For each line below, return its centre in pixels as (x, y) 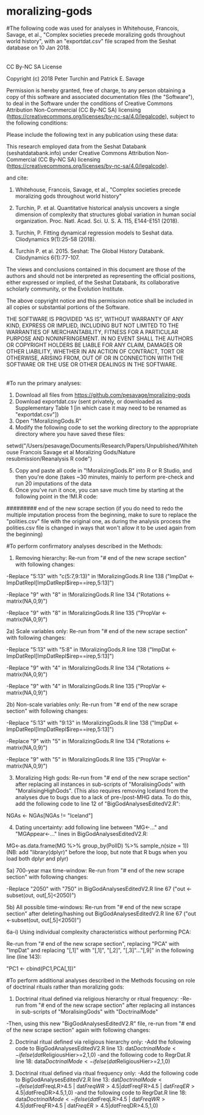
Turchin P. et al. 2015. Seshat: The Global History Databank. (90, 251)
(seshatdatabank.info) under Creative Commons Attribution (81, 153)
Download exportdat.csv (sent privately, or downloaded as (89, 402)
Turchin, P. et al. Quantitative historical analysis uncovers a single (97, 208)
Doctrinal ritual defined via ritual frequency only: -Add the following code (107, 1073)
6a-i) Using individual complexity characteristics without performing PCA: (99, 932)
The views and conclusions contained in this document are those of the (96, 269)
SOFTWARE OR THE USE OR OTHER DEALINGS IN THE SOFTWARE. (92, 364)
